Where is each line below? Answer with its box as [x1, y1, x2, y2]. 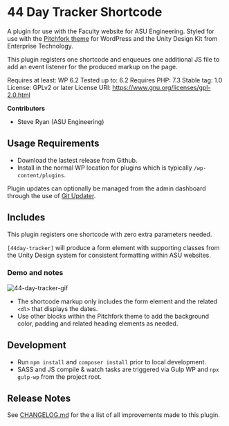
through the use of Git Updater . [7, 191, 96, 199]
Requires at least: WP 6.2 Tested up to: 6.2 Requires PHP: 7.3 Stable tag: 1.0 [7, 76, 223, 84]
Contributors [7, 104, 46, 112]
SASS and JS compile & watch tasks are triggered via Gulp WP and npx [17, 365, 219, 373]
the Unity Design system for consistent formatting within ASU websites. [7, 251, 211, 259]
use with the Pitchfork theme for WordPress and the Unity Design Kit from [7, 34, 218, 42]
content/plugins [17, 172, 64, 179]
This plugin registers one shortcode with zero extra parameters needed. [7, 230, 212, 238]
